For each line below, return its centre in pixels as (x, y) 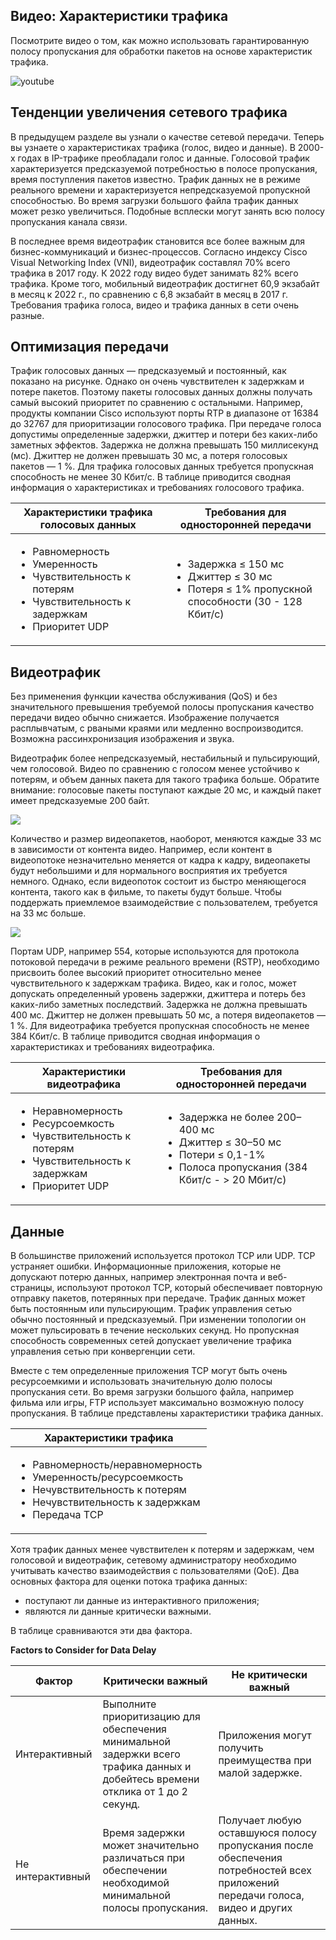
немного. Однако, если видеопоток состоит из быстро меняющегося (158, 881)
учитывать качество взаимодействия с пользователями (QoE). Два (155, 1571)
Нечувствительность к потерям (109, 1490)
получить (241, 1748)
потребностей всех (265, 1871)
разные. (27, 315)
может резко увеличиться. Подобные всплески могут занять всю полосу (167, 211)
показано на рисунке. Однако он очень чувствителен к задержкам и (157, 381)
